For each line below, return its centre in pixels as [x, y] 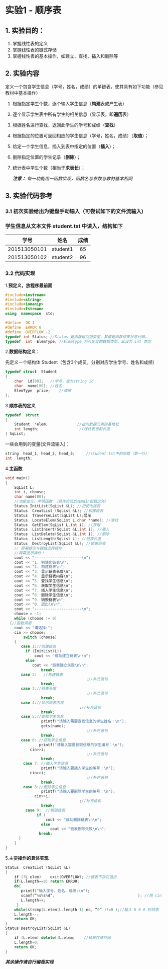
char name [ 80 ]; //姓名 [38, 386]
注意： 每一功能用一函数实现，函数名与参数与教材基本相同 [72, 178]
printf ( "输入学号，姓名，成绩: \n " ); [55, 891]
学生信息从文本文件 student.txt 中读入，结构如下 [64, 226]
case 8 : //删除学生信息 [45, 787]
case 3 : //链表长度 [39, 689]
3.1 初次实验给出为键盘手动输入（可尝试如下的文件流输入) [74, 211]
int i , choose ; [30, 492]
